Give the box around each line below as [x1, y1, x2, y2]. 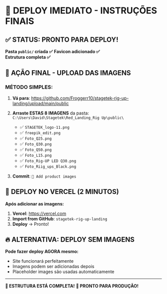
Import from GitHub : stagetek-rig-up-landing [12, 215, 108, 221]
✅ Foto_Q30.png [19, 141, 52, 147]
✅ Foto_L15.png [19, 152, 52, 158]
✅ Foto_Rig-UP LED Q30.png [19, 157, 77, 164]
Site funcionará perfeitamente [12, 258, 74, 264]
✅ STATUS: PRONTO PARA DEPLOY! [5, 35, 119, 44]
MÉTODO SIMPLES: [5, 84, 53, 91]
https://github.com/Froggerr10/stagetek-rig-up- [31, 95, 129, 101]
